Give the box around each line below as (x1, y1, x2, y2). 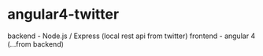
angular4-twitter (7, 5, 120, 23)
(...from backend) (7, 39, 65, 48)
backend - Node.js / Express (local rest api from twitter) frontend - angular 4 (7, 31, 256, 40)
